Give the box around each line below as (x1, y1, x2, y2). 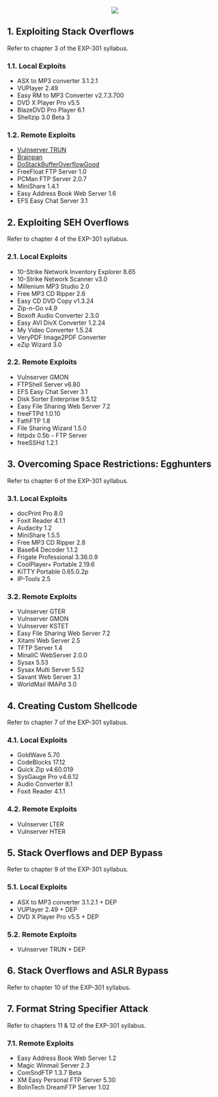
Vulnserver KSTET (16, 622, 70, 630)
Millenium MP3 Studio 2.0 (16, 282, 90, 291)
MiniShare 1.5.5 (16, 531, 60, 539)
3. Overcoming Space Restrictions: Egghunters (7, 458, 212, 470)
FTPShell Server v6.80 (16, 380, 81, 389)
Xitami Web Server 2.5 (16, 637, 81, 645)
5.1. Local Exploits (7, 883, 68, 892)
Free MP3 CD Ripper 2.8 (16, 538, 86, 546)
